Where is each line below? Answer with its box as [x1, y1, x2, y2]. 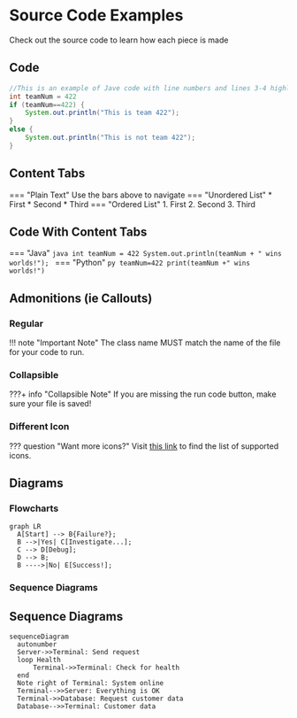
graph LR [9, 522, 42, 531]
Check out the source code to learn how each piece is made [9, 35, 229, 45]
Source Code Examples [9, 5, 184, 26]
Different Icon [9, 421, 70, 433]
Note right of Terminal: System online [17, 679, 164, 688]
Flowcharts [9, 502, 59, 514]
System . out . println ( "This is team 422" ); [25, 108, 179, 118]
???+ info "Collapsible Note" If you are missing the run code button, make [9, 389, 277, 399]
